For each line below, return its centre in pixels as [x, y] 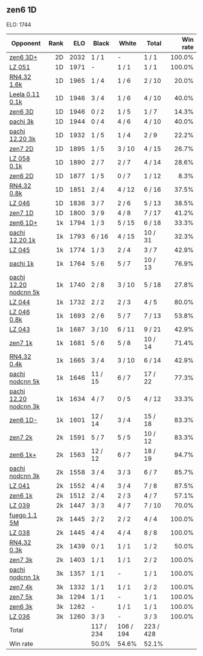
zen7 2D [21, 149]
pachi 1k [22, 264]
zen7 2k [21, 437]
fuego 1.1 [23, 515]
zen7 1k [21, 343]
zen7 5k [21, 597]
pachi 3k [22, 122]
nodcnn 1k [25, 577]
